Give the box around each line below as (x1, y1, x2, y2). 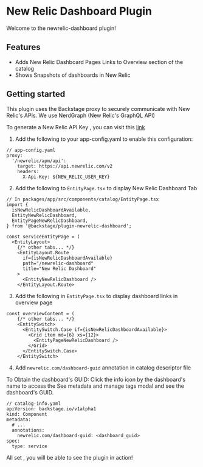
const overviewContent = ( (6, 310, 75, 316)
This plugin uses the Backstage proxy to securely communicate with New (6, 105, 190, 112)
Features (6, 42, 41, 52)
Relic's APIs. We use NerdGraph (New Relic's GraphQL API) (6, 112, 155, 119)
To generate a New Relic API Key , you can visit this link (6, 123, 145, 130)
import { (6, 201, 29, 208)
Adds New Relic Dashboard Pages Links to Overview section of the (15, 58, 184, 65)
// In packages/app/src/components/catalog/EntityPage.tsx (6, 196, 159, 202)
